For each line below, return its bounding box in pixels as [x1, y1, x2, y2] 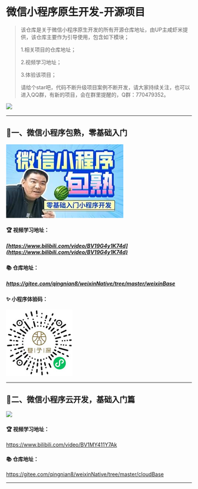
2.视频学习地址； [20, 59, 62, 66]
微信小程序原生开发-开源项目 [6, 5, 146, 19]
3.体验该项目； [20, 71, 57, 78]
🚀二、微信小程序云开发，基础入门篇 [6, 394, 136, 405]
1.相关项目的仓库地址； [20, 46, 77, 53]
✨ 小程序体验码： [6, 296, 48, 303]
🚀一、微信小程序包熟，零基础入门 [6, 128, 128, 138]
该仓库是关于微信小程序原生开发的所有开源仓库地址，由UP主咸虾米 [20, 26, 183, 33]
